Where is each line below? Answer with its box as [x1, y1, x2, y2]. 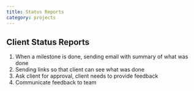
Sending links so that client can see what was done [15, 66, 145, 73]
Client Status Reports [6, 37, 90, 47]
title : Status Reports [6, 8, 64, 15]
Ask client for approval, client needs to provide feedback [15, 72, 159, 79]
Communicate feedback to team [15, 79, 97, 86]
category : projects [6, 15, 56, 21]
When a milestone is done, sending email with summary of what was [15, 53, 188, 61]
